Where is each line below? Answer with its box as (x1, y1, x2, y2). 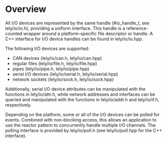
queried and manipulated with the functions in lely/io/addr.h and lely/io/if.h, (5, 96, 159, 103)
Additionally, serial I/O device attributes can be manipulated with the (5, 86, 146, 92)
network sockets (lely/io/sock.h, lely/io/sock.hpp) (12, 76, 114, 82)
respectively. (5, 102, 31, 108)
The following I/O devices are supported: (5, 45, 89, 51)
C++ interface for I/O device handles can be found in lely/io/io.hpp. (5, 36, 143, 42)
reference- (126, 25, 148, 31)
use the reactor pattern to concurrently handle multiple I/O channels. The (5, 122, 156, 128)
